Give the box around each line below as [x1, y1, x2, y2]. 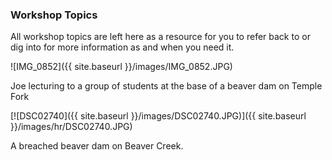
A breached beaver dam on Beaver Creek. [10, 140, 184, 152]
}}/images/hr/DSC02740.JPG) [10, 121, 133, 133]
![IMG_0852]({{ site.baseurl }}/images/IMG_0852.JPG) [10, 61, 233, 73]
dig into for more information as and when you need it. [10, 41, 235, 53]
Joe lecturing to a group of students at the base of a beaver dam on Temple [10, 80, 323, 92]
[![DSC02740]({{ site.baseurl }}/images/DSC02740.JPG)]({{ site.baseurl [10, 110, 307, 122]
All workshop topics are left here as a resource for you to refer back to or [10, 31, 311, 43]
